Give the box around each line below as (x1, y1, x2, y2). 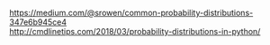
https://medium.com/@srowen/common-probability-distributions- (9, 8, 254, 18)
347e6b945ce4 (9, 17, 67, 27)
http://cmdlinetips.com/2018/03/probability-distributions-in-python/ (9, 26, 261, 36)
